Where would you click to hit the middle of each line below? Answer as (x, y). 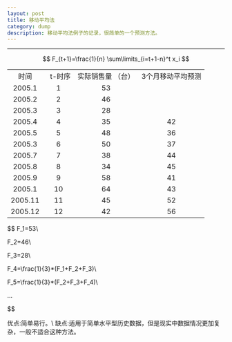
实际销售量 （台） (106, 77)
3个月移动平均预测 (171, 77)
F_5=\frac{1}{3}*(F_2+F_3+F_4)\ (52, 282)
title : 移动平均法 (31, 20)
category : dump (29, 26)
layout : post (26, 13)
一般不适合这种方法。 (49, 332)
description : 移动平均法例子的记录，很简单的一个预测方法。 (84, 33)
